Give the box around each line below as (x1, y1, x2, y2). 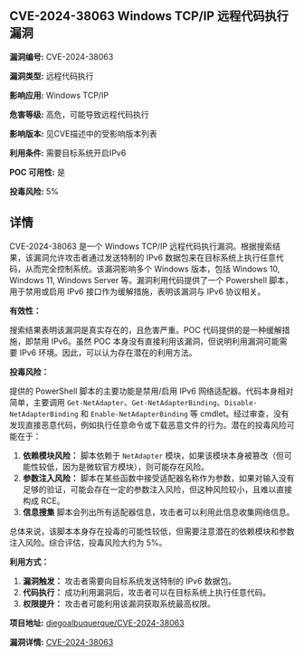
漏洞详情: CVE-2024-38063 (9, 636, 114, 647)
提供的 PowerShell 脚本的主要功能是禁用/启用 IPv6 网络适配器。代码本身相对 (9, 385, 294, 396)
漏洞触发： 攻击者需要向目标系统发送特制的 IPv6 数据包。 (22, 575, 237, 586)
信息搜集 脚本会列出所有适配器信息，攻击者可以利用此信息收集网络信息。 (22, 506, 295, 518)
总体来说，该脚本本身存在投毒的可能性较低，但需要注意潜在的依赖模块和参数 (9, 526, 295, 537)
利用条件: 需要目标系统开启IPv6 (9, 147, 127, 158)
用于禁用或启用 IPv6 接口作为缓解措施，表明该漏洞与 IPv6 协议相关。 (9, 286, 266, 297)
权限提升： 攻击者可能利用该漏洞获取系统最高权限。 (22, 598, 215, 609)
